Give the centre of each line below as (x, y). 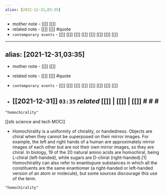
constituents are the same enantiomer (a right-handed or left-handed (83, 168)
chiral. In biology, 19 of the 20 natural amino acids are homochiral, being (86, 152)
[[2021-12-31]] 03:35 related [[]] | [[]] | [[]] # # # (85, 101)
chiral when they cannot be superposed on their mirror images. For (81, 137)
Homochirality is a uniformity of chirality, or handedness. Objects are (82, 131)
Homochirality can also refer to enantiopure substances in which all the (85, 163)
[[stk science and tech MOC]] (35, 122)
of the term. (24, 179)
